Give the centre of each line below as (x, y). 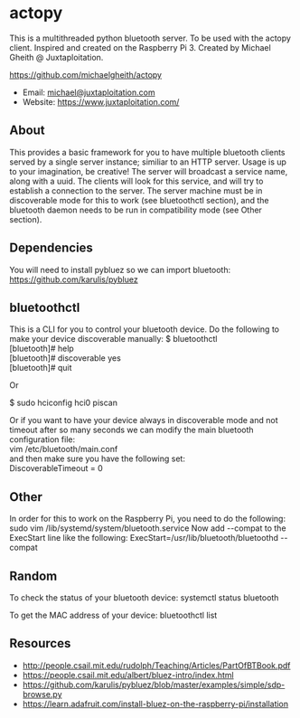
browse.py (42, 694)
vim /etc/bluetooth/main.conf (64, 449)
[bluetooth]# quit (41, 368)
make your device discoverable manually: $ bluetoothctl (113, 339)
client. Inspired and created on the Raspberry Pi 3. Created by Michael (140, 47)
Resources (40, 643)
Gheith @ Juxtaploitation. (56, 57)
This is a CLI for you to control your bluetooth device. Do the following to (145, 329)
